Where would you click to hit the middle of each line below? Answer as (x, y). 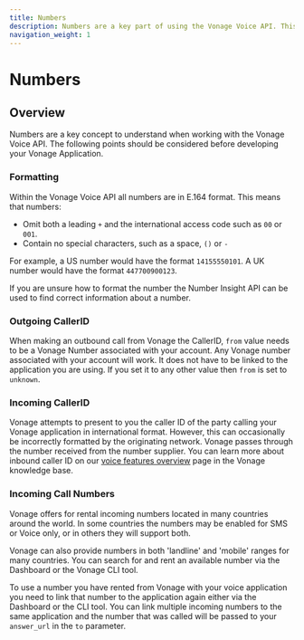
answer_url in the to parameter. (68, 626)
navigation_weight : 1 (50, 34)
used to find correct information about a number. (100, 297)
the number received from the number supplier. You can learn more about (147, 451)
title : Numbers (38, 18)
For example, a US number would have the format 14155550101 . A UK (137, 261)
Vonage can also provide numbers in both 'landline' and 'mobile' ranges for (149, 550)
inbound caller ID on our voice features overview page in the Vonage (137, 461)
